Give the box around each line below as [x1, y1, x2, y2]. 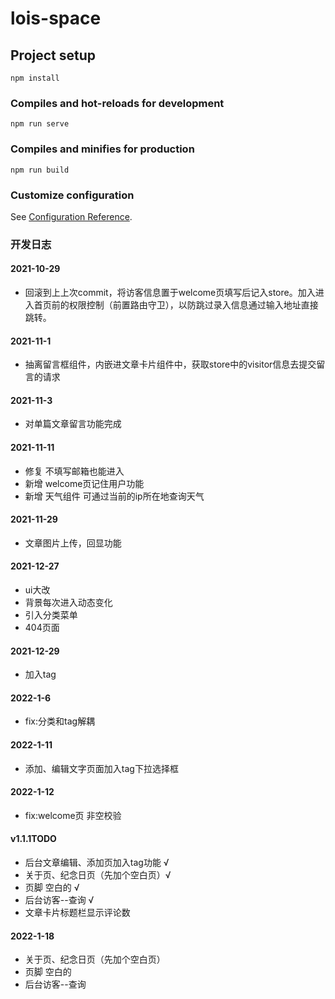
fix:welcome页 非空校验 [24, 809, 122, 821]
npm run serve [10, 119, 70, 129]
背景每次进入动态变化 [24, 597, 113, 609]
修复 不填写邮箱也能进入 [24, 465, 125, 477]
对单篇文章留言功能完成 [24, 418, 122, 430]
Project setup [10, 47, 97, 64]
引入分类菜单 [24, 609, 78, 621]
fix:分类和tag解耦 [24, 715, 96, 727]
